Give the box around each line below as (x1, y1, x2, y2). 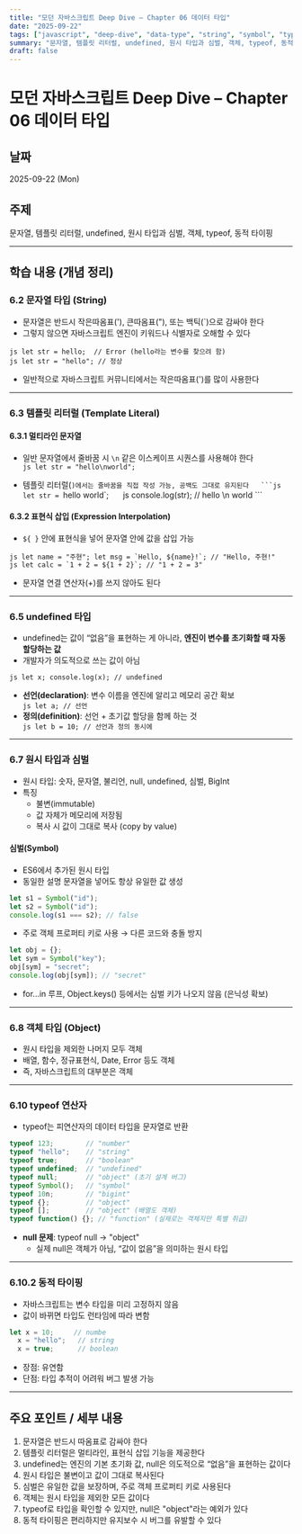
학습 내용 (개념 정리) (9, 265, 114, 280)
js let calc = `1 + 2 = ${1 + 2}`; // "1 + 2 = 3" (9, 560, 203, 570)
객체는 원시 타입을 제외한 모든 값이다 (22, 1492, 150, 1503)
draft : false (9, 47, 58, 56)
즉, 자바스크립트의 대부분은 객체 (22, 1066, 133, 1077)
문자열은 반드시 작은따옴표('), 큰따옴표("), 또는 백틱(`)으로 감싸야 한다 (22, 316, 265, 327)
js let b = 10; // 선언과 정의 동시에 (22, 722, 153, 731)
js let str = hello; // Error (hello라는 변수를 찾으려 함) (9, 347, 226, 356)
